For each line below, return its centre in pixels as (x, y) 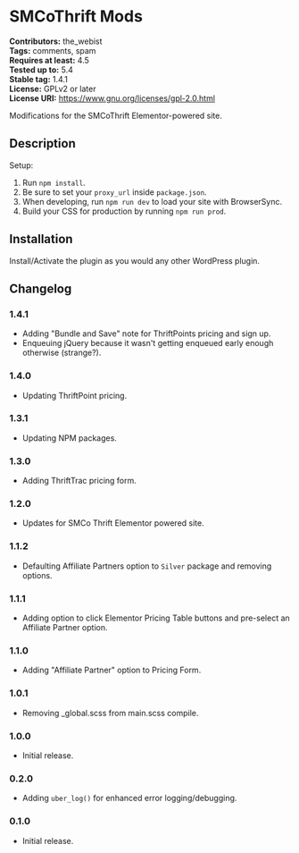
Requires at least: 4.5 (49, 60)
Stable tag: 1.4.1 (39, 79)
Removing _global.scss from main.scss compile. (110, 713)
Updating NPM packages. (70, 438)
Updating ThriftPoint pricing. (75, 395)
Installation (41, 239)
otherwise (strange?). (62, 353)
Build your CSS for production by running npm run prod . (124, 211)
